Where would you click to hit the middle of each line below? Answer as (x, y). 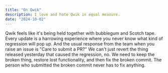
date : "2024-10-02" (26, 19)
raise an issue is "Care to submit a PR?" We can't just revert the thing (77, 49)
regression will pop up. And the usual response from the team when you (80, 44)
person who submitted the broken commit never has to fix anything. (75, 65)
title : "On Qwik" (23, 10)
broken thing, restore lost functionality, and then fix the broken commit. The (83, 60)
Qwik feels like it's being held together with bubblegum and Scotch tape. (80, 33)
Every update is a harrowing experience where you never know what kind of (84, 38)
